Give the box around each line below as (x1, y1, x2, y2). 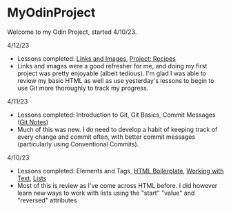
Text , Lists (17, 174, 47, 182)
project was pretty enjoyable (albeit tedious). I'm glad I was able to (17, 69, 207, 77)
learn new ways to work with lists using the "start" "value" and (17, 189, 195, 197)
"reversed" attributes (17, 195, 77, 204)
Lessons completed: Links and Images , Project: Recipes (17, 54, 176, 63)
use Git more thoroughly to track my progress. (17, 84, 149, 92)
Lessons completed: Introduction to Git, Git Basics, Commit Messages (17, 111, 216, 119)
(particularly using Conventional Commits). (17, 140, 139, 148)
